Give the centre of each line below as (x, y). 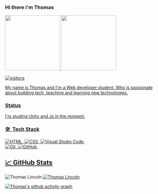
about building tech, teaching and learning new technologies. (67, 93)
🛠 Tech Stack (22, 129)
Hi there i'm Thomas (30, 7)
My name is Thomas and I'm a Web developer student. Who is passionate (79, 87)
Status (13, 106)
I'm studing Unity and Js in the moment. (45, 116)
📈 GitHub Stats (29, 163)
